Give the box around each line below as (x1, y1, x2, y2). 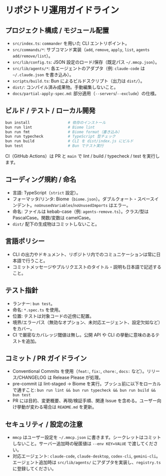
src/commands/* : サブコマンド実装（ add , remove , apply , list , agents (12, 47, 150, 53)
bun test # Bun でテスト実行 (5, 143, 104, 148)
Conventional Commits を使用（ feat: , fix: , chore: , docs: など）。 (12, 368, 147, 374)
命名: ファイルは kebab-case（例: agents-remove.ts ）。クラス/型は (12, 208, 149, 214)
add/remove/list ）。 (12, 53, 53, 59)
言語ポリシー (5, 237, 45, 246)
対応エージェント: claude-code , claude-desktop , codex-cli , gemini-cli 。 (12, 453, 161, 459)
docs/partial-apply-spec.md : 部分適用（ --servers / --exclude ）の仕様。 (12, 91, 159, 96)
